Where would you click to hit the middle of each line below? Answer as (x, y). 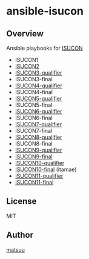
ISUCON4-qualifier (38, 86)
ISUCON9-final (34, 156)
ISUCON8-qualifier (38, 137)
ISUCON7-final (34, 131)
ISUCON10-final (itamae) (46, 169)
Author (20, 235)
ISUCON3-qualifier (38, 73)
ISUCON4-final (34, 92)
